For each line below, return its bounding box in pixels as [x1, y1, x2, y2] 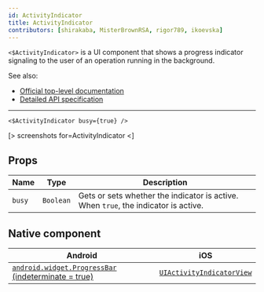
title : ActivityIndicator [8, 19, 93, 27]
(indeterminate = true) [12, 272, 94, 282]
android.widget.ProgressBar [12, 264, 117, 272]
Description [142, 177, 188, 188]
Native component [8, 227, 101, 240]
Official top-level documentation [19, 86, 124, 96]
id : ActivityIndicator [8, 11, 82, 20]
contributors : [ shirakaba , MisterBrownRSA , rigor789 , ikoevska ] [8, 26, 223, 34]
